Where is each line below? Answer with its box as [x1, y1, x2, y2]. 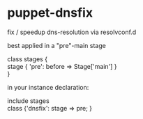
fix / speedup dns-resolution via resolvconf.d [7, 28, 137, 36]
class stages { [7, 54, 47, 63]
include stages [7, 96, 50, 105]
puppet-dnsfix [7, 5, 93, 21]
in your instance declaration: [7, 83, 89, 91]
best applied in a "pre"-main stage [7, 41, 106, 49]
